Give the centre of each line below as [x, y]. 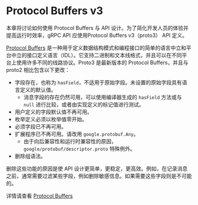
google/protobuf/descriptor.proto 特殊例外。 [79, 148]
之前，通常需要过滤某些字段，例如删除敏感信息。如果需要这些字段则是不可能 [99, 176]
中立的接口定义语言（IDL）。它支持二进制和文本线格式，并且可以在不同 [96, 55]
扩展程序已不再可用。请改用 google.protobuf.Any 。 [77, 134]
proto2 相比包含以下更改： [38, 70]
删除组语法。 [30, 156]
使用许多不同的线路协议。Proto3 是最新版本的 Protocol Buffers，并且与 [102, 62]
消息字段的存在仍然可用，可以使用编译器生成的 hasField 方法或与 [103, 97]
